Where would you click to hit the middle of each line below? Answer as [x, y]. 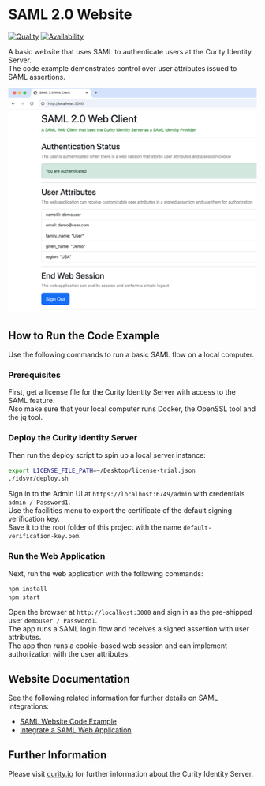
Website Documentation [69, 679]
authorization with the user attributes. [69, 654]
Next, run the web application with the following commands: [106, 573]
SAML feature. [32, 401]
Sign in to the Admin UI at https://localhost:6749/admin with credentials [127, 494]
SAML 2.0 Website [70, 15]
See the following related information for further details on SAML [113, 698]
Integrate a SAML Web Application [75, 730]
